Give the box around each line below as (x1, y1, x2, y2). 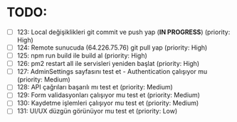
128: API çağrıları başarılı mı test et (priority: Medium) (16, 83, 174, 91)
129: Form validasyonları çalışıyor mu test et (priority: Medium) (16, 91, 201, 99)
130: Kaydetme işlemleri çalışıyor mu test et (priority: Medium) (16, 99, 199, 107)
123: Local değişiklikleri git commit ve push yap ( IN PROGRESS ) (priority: (16, 28, 231, 36)
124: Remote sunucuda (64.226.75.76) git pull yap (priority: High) (16, 43, 208, 52)
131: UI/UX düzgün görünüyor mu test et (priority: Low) (16, 107, 178, 116)
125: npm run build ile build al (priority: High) (16, 51, 147, 60)
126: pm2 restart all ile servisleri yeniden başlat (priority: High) (16, 60, 200, 68)
